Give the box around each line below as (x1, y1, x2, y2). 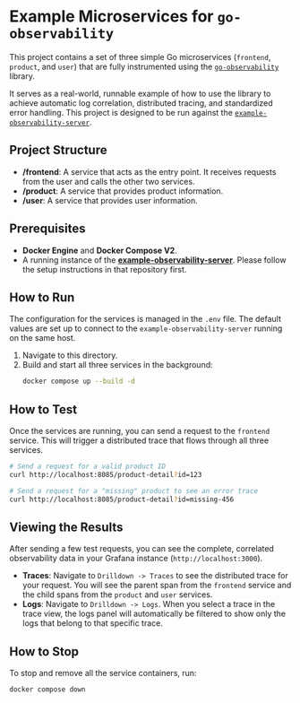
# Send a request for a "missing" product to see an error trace (9, 486, 258, 495)
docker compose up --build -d (21, 377, 136, 386)
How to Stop (9, 644, 79, 659)
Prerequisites (9, 221, 86, 237)
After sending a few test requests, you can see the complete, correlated (9, 543, 275, 554)
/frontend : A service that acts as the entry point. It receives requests (21, 166, 277, 177)
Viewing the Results (9, 519, 124, 534)
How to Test (9, 402, 78, 417)
